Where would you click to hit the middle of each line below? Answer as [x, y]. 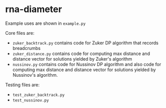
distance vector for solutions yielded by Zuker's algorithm [72, 59]
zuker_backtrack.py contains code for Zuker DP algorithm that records [85, 43]
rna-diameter [34, 9]
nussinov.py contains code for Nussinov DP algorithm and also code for [87, 64]
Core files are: [20, 33]
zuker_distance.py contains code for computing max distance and [81, 53]
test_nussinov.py [31, 100]
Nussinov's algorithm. [35, 75]
